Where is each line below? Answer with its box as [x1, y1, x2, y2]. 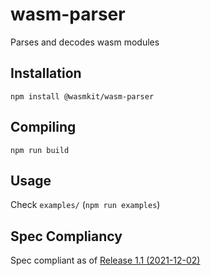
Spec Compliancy [10, 228, 123, 245]
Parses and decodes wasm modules [10, 36, 160, 48]
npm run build [10, 145, 70, 155]
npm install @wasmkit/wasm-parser [10, 91, 155, 102]
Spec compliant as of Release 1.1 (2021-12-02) [10, 254, 201, 267]
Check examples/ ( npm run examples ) [10, 199, 161, 211]
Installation [10, 65, 82, 82]
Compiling [10, 119, 77, 136]
